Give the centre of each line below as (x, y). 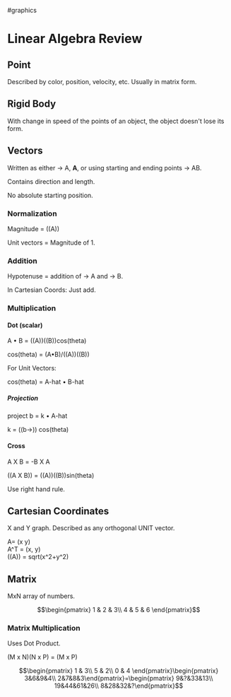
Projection (23, 398)
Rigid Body (32, 104)
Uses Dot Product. (34, 643)
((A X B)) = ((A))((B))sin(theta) (51, 475)
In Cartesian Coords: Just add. (52, 290)
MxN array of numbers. (41, 596)
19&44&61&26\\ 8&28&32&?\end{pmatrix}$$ (119, 686)
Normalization (32, 213)
